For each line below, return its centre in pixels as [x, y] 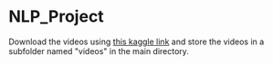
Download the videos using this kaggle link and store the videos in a [136, 42]
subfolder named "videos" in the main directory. [99, 51]
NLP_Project [56, 17]
